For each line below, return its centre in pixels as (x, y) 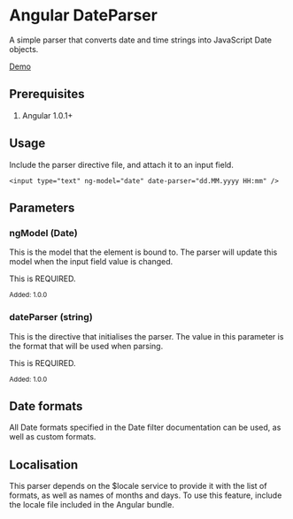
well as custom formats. (53, 437)
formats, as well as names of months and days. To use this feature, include (146, 495)
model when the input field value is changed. (91, 262)
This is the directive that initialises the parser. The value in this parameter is (146, 336)
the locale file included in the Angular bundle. (92, 505)
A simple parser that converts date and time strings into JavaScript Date (141, 40)
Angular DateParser (83, 15)
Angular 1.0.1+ (47, 115)
